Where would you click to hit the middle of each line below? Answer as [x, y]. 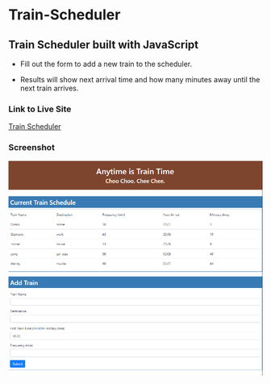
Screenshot [31, 148]
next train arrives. [49, 88]
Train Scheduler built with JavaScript [104, 45]
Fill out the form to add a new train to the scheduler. [106, 64]
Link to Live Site [40, 109]
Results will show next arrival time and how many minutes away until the [140, 79]
